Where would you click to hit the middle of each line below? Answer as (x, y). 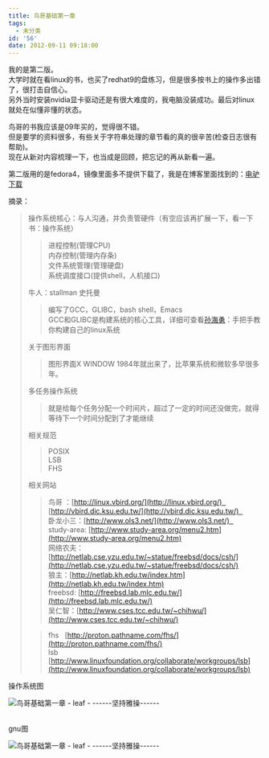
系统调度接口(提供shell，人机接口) (104, 276)
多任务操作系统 (53, 391)
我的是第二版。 (33, 70)
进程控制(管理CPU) (79, 245)
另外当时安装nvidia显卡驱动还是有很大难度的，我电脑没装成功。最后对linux (132, 100)
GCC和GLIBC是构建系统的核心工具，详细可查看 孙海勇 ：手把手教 (154, 320)
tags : (17, 23)
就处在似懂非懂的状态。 (47, 110)
